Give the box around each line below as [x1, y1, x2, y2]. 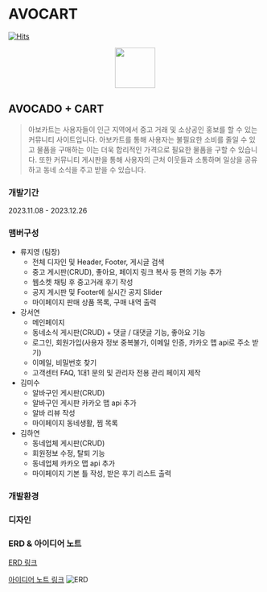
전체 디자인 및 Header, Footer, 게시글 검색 [31, 257, 165, 267]
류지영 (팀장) [19, 247, 60, 257]
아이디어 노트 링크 [8, 575, 64, 585]
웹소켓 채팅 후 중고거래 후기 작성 [31, 277, 133, 287]
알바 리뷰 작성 [31, 408, 76, 418]
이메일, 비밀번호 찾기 [31, 358, 97, 367]
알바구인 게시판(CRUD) [31, 388, 105, 398]
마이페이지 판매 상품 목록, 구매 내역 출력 [31, 297, 157, 307]
